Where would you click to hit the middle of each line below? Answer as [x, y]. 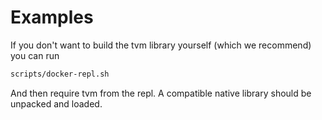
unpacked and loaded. [56, 103]
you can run [35, 55]
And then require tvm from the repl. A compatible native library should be [161, 93]
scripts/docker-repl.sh [60, 74]
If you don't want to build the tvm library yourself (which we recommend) [161, 45]
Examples [52, 17]
